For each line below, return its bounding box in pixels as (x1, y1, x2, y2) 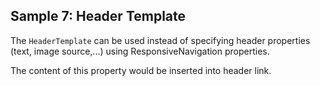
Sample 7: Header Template (10, 8, 187, 25)
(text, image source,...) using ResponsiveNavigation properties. (10, 45, 270, 57)
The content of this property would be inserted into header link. (10, 64, 272, 76)
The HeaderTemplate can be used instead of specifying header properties (10, 34, 311, 46)
